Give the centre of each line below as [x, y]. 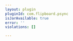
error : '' [15, 23]
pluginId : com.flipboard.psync [37, 14]
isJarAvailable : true [27, 18]
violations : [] [20, 27]
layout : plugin [20, 9]
